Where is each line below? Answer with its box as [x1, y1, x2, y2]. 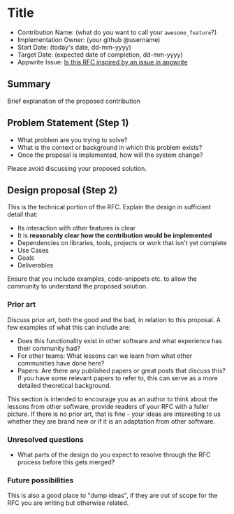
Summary [7, 78, 51, 90]
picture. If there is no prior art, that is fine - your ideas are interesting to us [7, 410, 221, 418]
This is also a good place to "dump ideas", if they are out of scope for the [7, 492, 218, 500]
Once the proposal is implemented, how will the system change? [17, 151, 203, 159]
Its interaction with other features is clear [17, 224, 136, 232]
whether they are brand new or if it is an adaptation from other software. [7, 417, 215, 425]
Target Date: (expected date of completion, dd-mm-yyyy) [17, 50, 183, 59]
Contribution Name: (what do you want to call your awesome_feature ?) [17, 28, 217, 36]
